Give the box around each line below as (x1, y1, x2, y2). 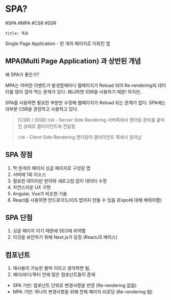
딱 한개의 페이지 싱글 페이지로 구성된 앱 (12, 165, 91, 171)
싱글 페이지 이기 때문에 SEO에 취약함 (12, 228, 86, 234)
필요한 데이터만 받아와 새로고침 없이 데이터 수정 (12, 177, 107, 184)
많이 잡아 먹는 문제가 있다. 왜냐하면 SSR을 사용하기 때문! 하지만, (14, 88, 142, 95)
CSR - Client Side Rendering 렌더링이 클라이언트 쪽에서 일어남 (17, 134, 142, 140)
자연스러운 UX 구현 (12, 184, 51, 190)
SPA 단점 (5, 213, 33, 222)
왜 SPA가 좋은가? (5, 71, 39, 77)
